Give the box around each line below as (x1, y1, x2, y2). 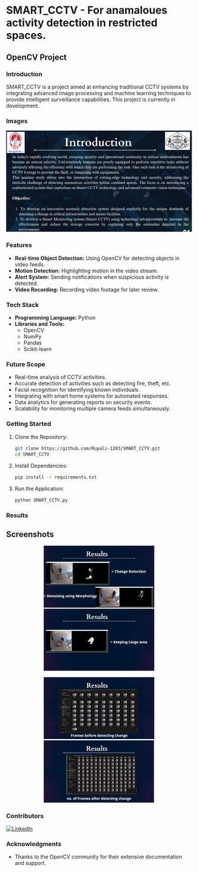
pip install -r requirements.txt (14, 474, 97, 480)
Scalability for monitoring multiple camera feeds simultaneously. (14, 405, 171, 412)
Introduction (6, 70, 42, 78)
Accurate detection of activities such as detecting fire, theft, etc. (14, 380, 171, 387)
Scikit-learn (23, 345, 52, 352)
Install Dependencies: (14, 462, 68, 470)
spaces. (6, 29, 47, 42)
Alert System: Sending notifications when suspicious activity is (14, 273, 169, 281)
